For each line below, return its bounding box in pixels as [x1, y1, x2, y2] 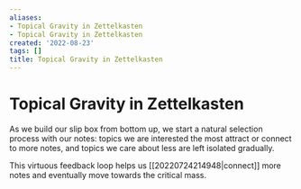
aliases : [9, 13, 42, 22]
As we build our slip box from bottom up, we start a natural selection [9, 123, 263, 134]
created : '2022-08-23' [9, 38, 95, 48]
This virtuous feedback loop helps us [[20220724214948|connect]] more [9, 159, 282, 171]
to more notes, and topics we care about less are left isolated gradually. [9, 142, 275, 153]
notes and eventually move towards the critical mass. [9, 169, 207, 180]
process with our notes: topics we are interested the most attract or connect [9, 132, 292, 144]
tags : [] [9, 47, 42, 56]
